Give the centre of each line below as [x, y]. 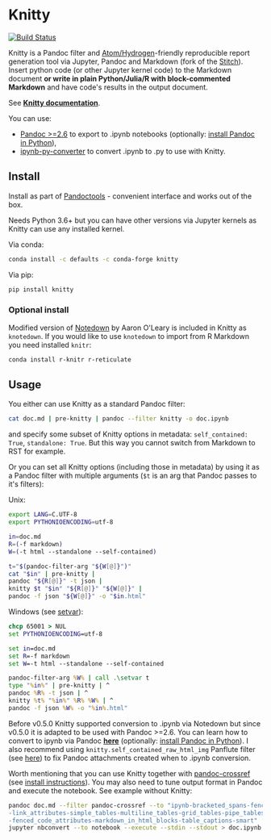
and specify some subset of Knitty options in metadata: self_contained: [128, 434]
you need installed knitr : [50, 345]
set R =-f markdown [39, 656]
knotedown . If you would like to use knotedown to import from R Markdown [129, 336]
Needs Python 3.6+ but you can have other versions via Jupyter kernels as [132, 220]
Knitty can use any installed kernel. [67, 228]
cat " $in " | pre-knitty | [52, 574]
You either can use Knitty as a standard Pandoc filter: [97, 404]
